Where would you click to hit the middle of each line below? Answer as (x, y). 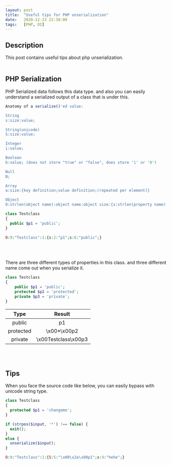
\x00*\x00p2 (62, 331)
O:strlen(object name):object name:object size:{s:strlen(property (79, 205)
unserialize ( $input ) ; (33, 443)
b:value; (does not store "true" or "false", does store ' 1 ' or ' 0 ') (81, 162)
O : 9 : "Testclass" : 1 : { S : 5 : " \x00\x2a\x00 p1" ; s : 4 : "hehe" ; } (65, 457)
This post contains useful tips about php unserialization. (64, 57)
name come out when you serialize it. (45, 268)
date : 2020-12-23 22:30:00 (36, 20)
